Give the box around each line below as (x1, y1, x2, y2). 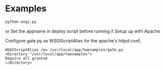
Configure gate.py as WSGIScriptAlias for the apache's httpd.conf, (5, 37, 141, 43)
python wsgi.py (5, 19, 37, 24)
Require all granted (5, 56, 48, 61)
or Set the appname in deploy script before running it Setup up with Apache (5, 28, 161, 34)
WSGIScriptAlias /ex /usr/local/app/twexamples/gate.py (5, 47, 123, 52)
